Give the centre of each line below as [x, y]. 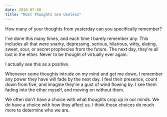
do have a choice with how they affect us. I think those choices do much [79, 104]
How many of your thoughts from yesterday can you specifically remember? [83, 28]
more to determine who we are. [37, 110]
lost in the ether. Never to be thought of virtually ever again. [67, 54]
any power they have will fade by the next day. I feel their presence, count [81, 79]
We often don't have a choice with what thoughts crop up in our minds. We [82, 99]
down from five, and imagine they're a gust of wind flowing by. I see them [81, 84]
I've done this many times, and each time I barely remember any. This [77, 38]
